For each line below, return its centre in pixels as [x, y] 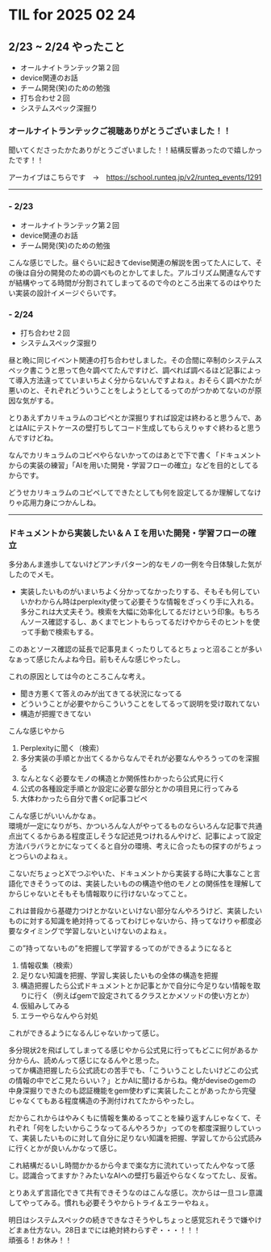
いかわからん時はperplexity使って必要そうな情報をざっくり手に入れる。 [139, 602]
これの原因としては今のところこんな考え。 [79, 677]
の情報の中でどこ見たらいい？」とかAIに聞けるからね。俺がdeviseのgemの [132, 1081]
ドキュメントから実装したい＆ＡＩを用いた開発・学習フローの [128, 533]
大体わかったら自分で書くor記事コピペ [83, 799]
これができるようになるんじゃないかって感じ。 [86, 1033]
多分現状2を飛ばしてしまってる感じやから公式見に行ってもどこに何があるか [133, 1050]
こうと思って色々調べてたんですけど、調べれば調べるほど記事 [138, 370]
